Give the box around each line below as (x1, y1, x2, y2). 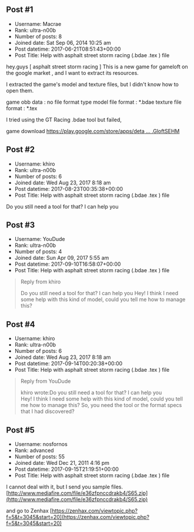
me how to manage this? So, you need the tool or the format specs (20, 402, 182, 409)
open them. (6, 87, 34, 94)
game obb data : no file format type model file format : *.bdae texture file (6, 98, 182, 105)
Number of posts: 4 (14, 248, 62, 255)
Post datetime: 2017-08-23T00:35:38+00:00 (14, 185, 123, 192)
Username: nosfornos (14, 441, 68, 448)
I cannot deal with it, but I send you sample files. (6, 483, 123, 491)
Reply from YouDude (20, 378, 71, 385)
